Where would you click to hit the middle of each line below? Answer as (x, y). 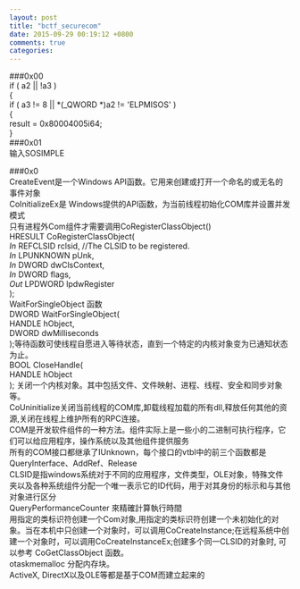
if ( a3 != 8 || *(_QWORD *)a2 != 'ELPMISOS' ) (93, 105)
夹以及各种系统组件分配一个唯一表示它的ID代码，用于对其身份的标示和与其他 (150, 486)
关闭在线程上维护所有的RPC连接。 (82, 419)
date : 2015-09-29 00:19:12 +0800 (71, 34)
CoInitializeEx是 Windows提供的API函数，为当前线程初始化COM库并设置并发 (150, 204)
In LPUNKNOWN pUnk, (52, 256)
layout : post (33, 17)
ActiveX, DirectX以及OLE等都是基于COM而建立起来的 (107, 575)
